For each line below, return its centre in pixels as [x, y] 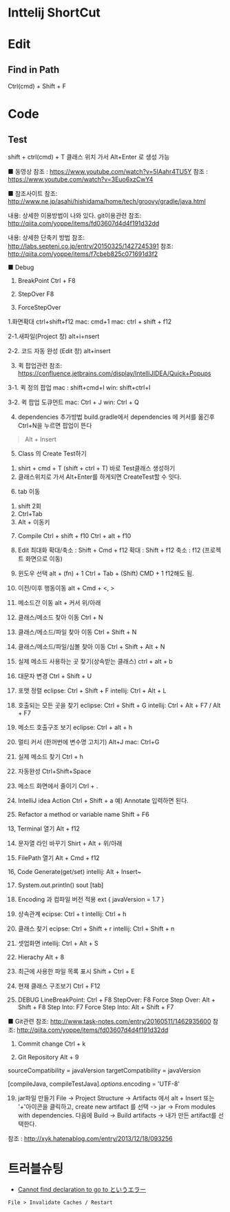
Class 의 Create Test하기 [52, 454]
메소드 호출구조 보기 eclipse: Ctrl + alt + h [75, 727]
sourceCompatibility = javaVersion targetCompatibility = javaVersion [104, 1071]
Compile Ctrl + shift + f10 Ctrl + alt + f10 [74, 536]
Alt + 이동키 [34, 522]
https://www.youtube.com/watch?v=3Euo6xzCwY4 [81, 179]
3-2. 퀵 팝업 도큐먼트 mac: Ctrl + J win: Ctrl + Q [74, 402]
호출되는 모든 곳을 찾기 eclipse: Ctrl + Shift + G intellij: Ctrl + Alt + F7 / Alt [119, 706]
